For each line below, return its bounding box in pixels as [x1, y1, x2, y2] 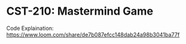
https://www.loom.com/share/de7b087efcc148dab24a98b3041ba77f [6, 31, 180, 38]
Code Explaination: [6, 24, 54, 32]
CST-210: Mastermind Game [6, 4, 154, 18]
